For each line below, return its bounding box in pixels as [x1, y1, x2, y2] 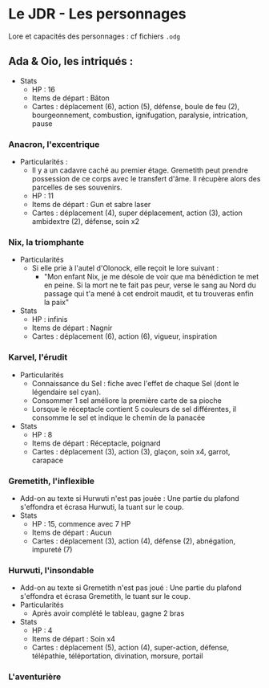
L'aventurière [8, 671, 62, 682]
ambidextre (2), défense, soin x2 [31, 217, 140, 226]
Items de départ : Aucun [31, 527, 112, 537]
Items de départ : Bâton [31, 93, 110, 103]
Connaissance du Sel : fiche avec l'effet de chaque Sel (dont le [31, 378, 239, 388]
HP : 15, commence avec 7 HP [31, 519, 131, 528]
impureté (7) [31, 544, 73, 554]
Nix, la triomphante [8, 236, 84, 247]
